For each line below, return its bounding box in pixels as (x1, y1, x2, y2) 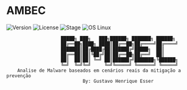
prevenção (6, 72, 32, 79)
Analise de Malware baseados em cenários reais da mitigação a (17, 67, 182, 74)
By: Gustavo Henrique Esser (82, 78, 154, 84)
